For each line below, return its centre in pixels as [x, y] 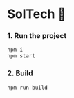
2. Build [20, 73]
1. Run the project [37, 36]
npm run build [28, 88]
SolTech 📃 [37, 14]
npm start [21, 56]
